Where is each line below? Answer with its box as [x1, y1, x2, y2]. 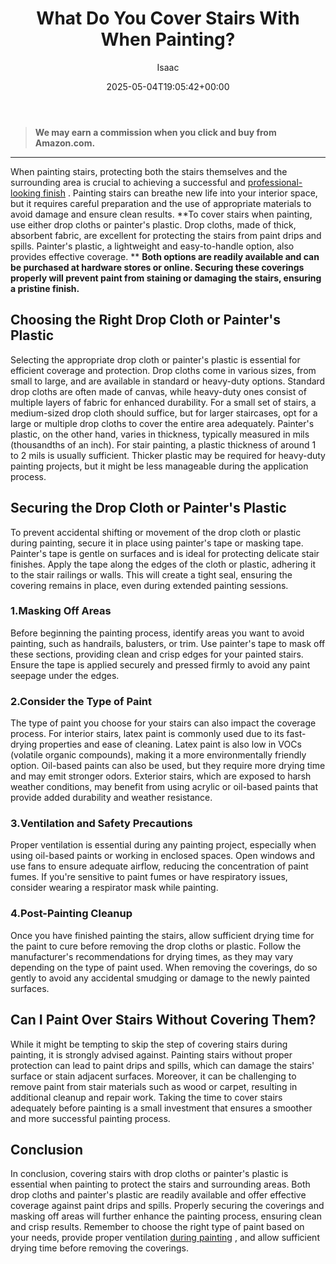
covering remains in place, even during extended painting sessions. [10, 579, 289, 591]
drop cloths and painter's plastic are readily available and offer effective [10, 1189, 307, 1201]
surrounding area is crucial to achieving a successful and [10, 176, 246, 188]
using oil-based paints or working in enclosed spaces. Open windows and [10, 850, 315, 862]
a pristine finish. [10, 282, 80, 294]
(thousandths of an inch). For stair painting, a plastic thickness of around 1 [10, 438, 317, 451]
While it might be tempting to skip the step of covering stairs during [10, 1038, 288, 1050]
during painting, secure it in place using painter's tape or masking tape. [10, 537, 304, 549]
